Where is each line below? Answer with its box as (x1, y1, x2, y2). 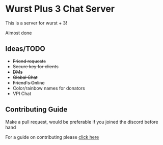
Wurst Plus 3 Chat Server (5, 3, 115, 15)
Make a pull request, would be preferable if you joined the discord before (5, 119, 159, 125)
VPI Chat (12, 90, 32, 97)
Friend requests (12, 58, 46, 64)
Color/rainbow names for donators (12, 85, 85, 91)
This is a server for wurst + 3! (5, 20, 67, 26)
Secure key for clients (12, 63, 59, 69)
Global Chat (12, 74, 38, 80)
